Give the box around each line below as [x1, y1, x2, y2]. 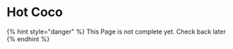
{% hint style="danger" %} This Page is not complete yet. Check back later [6, 27, 226, 36]
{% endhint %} [6, 34, 50, 43]
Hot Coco [6, 4, 63, 20]
